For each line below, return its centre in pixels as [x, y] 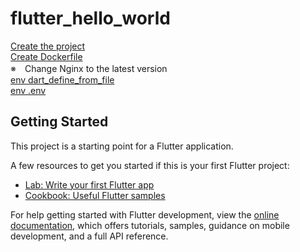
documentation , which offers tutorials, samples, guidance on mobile [150, 225]
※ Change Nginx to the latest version [89, 68]
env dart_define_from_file [62, 79]
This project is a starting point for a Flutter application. [122, 146]
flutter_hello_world [90, 18]
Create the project [48, 46]
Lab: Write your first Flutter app [89, 184]
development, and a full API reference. [89, 236]
